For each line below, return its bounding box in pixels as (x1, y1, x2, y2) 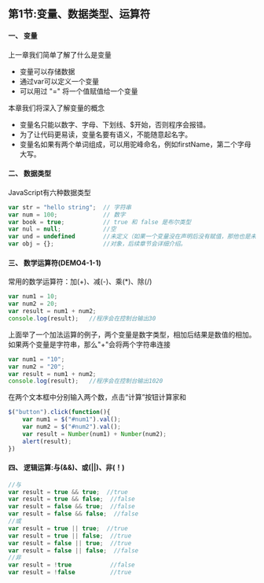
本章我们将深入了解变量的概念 (8, 103, 104, 113)
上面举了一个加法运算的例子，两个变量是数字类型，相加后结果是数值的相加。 (8, 330, 256, 339)
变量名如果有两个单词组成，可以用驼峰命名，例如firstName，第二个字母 (19, 139, 251, 149)
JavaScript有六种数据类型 (8, 187, 92, 197)
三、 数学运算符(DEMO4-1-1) (8, 258, 101, 268)
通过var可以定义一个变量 (19, 76, 100, 86)
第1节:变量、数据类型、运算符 (8, 7, 151, 21)
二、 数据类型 (8, 168, 52, 179)
